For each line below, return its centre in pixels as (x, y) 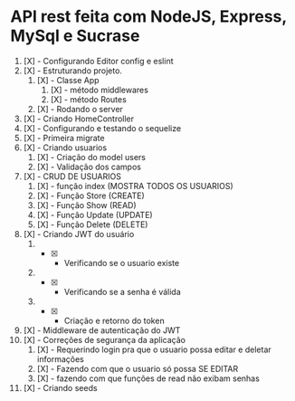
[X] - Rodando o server (80, 109)
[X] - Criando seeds (60, 387)
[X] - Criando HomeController (79, 119)
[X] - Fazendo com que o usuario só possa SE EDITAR (138, 368)
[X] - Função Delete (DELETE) (92, 224)
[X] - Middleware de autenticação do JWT (102, 330)
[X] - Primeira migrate (64, 138)
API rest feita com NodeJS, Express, (149, 17)
